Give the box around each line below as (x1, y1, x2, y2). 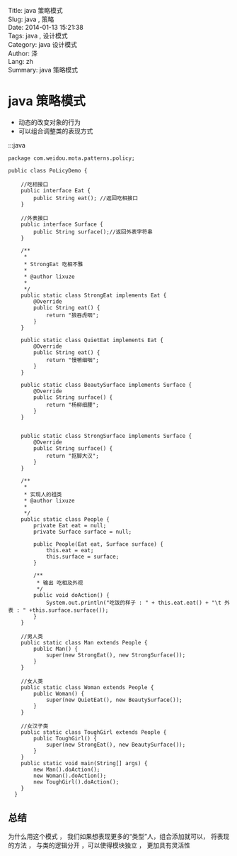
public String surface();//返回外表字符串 (33, 228, 153, 236)
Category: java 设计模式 (8, 40, 77, 48)
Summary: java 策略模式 (8, 66, 79, 74)
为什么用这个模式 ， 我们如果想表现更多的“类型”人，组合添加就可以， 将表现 (8, 832, 230, 840)
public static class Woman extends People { (21, 684, 154, 691)
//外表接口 (21, 214, 49, 221)
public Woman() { (33, 690, 84, 697)
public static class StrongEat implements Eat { (21, 292, 167, 299)
